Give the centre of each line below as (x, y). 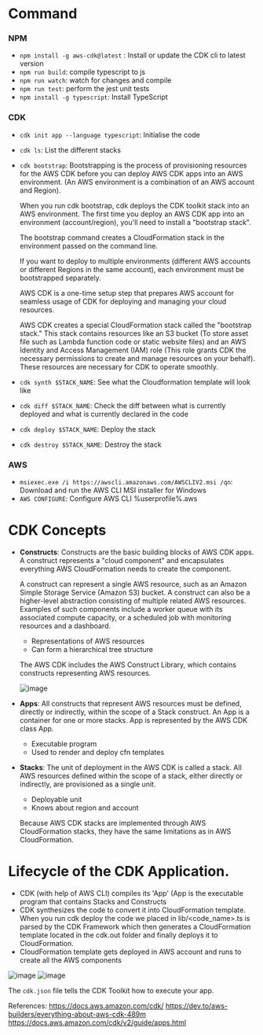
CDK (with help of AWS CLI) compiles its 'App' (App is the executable (131, 893)
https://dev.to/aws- (197, 1006)
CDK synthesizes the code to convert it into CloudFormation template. (132, 910)
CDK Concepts (57, 530)
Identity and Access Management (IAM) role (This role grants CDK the (133, 350)
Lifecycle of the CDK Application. (119, 872)
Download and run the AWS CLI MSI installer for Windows (113, 490)
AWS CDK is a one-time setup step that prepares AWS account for (127, 293)
